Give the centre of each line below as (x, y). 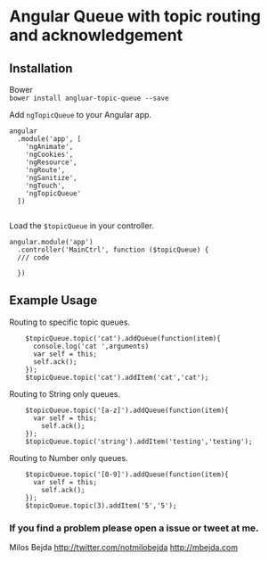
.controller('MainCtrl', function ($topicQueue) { (113, 250)
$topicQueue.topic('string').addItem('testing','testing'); (139, 441)
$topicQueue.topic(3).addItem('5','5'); (101, 506)
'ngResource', (51, 162)
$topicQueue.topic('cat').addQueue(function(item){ (123, 338)
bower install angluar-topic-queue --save (89, 98)
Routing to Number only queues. (69, 458)
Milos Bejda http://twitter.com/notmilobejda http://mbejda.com (124, 548)
